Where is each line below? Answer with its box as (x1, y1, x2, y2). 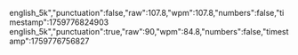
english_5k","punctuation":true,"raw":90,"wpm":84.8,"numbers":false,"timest (9, 27, 289, 36)
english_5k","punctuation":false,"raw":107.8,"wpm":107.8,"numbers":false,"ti (9, 8, 285, 18)
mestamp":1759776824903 (9, 17, 109, 27)
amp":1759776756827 (9, 35, 90, 46)
